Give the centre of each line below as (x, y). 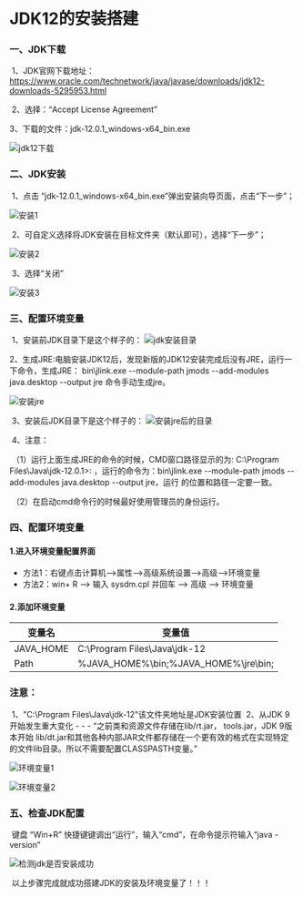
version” (25, 845)
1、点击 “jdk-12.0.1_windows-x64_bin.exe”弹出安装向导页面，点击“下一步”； (153, 196)
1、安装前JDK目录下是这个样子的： (77, 340)
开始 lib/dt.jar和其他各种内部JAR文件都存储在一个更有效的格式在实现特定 (153, 737)
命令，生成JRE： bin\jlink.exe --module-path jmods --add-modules (143, 371)
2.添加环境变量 (37, 606)
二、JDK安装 (38, 174)
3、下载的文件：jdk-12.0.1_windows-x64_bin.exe (100, 129)
